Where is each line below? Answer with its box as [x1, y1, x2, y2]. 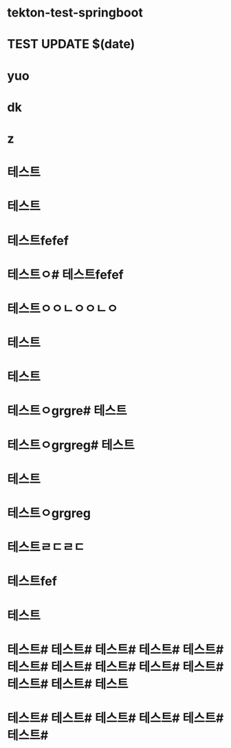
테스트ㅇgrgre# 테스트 [7, 403, 127, 419]
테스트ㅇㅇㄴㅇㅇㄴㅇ [7, 301, 118, 316]
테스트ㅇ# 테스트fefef [7, 267, 124, 282]
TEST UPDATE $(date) [7, 37, 135, 52]
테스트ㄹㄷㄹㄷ [7, 539, 85, 555]
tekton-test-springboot [7, 5, 143, 21]
